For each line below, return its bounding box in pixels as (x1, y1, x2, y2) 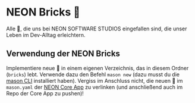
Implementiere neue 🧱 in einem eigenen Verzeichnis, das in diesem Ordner (6, 64, 189, 71)
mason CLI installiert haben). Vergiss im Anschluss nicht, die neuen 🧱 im (6, 77, 183, 84)
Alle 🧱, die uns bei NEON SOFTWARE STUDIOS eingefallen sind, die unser (6, 25, 187, 32)
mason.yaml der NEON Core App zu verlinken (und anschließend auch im (6, 83, 183, 90)
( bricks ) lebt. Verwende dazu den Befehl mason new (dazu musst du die (6, 71, 180, 78)
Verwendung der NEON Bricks (6, 49, 121, 59)
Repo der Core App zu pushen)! (6, 89, 84, 97)
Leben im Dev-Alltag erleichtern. (6, 31, 86, 38)
